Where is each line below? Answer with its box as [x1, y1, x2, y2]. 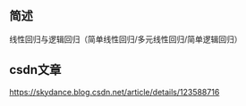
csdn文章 [9, 62, 62, 77]
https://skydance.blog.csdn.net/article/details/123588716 [9, 86, 220, 97]
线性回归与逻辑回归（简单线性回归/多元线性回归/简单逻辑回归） [9, 34, 243, 45]
